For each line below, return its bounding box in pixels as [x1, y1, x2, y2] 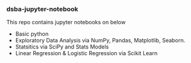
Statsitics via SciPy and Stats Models [15, 43, 109, 50]
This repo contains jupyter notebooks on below [6, 19, 126, 26]
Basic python [15, 30, 49, 38]
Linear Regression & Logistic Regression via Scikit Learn [15, 50, 158, 57]
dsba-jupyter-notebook [6, 5, 79, 13]
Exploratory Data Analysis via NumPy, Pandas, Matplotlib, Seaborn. [15, 37, 185, 44]
